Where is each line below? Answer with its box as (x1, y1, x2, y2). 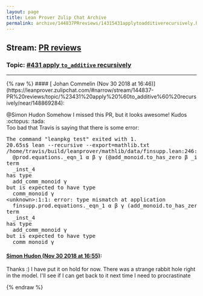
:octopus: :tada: (6, 117, 45, 125)
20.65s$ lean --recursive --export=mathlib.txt (6, 142, 150, 149)
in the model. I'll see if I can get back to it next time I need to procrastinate (6, 272, 191, 279)
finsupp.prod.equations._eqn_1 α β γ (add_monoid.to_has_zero (12, 202, 201, 209)
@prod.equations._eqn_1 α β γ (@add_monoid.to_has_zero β (12, 154, 188, 161)
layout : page (6, 8, 39, 15)
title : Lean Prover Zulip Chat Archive (6, 15, 107, 21)
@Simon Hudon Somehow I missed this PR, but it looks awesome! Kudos (6, 111, 187, 119)
